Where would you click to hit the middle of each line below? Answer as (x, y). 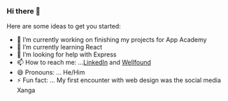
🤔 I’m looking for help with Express (66, 54)
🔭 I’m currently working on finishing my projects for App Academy (112, 40)
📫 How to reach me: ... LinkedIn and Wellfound (84, 63)
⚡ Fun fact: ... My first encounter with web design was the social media (119, 80)
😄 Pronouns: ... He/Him (51, 72)
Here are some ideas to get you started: (64, 26)
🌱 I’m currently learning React (59, 47)
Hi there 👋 (24, 11)
